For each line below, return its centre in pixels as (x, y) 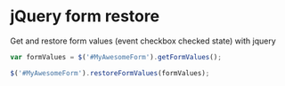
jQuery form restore (85, 16)
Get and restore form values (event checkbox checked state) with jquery (143, 41)
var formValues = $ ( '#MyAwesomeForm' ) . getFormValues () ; (116, 57)
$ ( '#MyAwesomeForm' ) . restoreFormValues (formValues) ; (110, 73)
